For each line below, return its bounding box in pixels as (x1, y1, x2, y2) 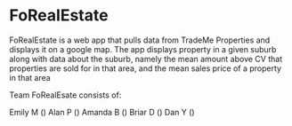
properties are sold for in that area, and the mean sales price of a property (9, 63, 282, 74)
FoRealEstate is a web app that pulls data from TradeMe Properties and (9, 35, 271, 45)
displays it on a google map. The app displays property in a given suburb (9, 43, 277, 54)
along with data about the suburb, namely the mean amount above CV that (9, 53, 283, 64)
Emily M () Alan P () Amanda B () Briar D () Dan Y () (9, 106, 195, 117)
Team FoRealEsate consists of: (9, 90, 122, 100)
